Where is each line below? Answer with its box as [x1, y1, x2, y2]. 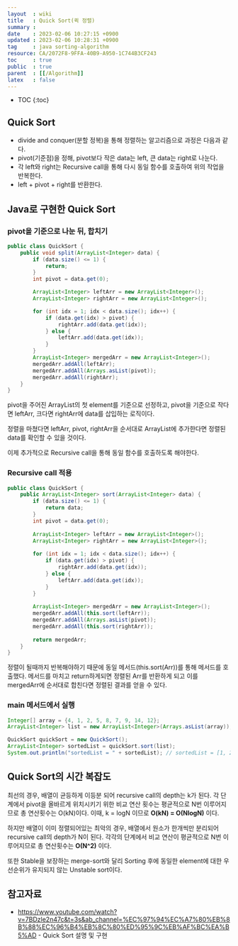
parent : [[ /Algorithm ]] [7, 69, 84, 77]
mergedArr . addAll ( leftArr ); [33, 360, 115, 367]
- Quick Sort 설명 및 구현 [38, 930, 108, 940]
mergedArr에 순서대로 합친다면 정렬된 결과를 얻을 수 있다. [7, 681, 168, 689]
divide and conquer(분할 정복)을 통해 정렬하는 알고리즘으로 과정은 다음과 [17, 136, 221, 145]
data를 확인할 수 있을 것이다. [7, 433, 86, 442]
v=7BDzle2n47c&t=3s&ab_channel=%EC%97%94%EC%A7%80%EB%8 [17, 915, 230, 923]
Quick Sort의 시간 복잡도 [7, 771, 111, 783]
